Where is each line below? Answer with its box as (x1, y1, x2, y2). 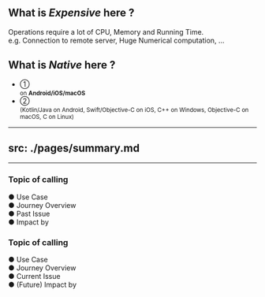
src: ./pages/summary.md (8, 142, 140, 155)
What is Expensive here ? (8, 6, 135, 20)
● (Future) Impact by (8, 280, 77, 290)
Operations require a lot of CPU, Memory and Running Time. (8, 27, 204, 36)
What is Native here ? (8, 58, 116, 72)
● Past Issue (8, 209, 50, 218)
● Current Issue (8, 272, 61, 281)
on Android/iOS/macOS (19, 89, 86, 97)
